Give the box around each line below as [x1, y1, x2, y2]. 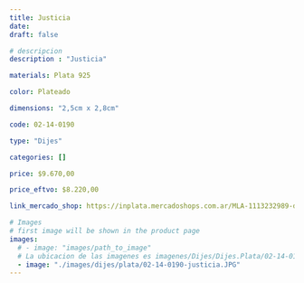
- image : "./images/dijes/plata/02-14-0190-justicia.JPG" [17, 259, 242, 269]
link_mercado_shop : [9, 202, 83, 211]
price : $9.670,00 [9, 169, 75, 178]
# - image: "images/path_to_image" [17, 243, 152, 252]
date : [9, 22, 30, 31]
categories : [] [9, 153, 67, 162]
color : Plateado [9, 88, 71, 97]
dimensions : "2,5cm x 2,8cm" [9, 104, 119, 113]
